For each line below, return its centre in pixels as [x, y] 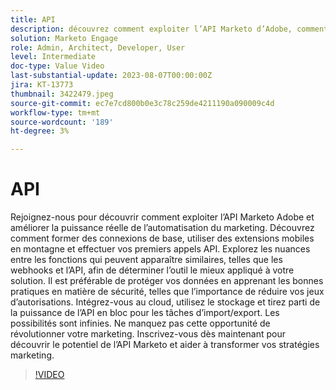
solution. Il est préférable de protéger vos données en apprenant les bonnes [167, 281]
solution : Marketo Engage [64, 38]
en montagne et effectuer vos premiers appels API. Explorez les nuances [160, 249]
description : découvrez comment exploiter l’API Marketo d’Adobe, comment [169, 29]
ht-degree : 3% [40, 131]
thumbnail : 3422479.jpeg [62, 94]
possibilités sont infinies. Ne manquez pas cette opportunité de [140, 323]
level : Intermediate [53, 57]
